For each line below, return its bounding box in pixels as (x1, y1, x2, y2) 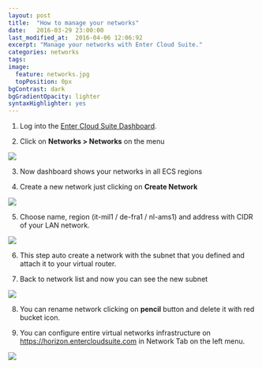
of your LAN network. (19, 220, 90, 230)
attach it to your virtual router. (19, 259, 117, 268)
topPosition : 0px (15, 77, 73, 85)
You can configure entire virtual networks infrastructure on (19, 329, 211, 338)
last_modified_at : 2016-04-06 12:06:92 (8, 33, 144, 42)
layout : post (8, 11, 51, 20)
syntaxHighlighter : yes (8, 100, 87, 107)
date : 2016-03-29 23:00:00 (8, 26, 104, 34)
